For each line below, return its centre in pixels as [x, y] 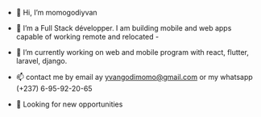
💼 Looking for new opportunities [69, 104]
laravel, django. [41, 61]
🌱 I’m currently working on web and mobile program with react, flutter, [133, 52]
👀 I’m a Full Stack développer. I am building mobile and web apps [124, 28]
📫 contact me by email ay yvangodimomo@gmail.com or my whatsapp [135, 77]
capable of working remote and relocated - [87, 37]
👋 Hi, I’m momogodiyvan [57, 13]
